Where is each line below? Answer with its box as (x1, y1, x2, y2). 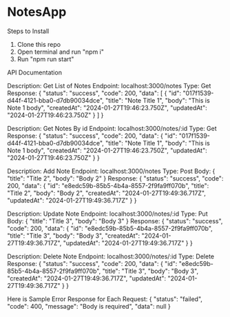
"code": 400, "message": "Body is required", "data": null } (7, 302, 171, 310)
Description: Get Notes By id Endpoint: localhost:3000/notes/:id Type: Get (7, 124, 217, 132)
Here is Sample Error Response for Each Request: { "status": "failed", (7, 294, 203, 303)
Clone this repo (17, 40, 61, 48)
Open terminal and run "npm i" (17, 48, 105, 56)
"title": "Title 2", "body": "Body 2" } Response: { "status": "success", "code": (7, 174, 224, 183)
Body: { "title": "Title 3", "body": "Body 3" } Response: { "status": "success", (7, 216, 223, 225)
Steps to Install (7, 27, 50, 35)
